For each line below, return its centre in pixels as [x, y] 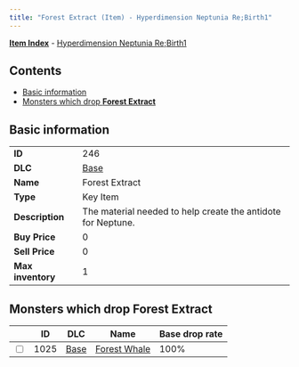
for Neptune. [109, 223]
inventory [35, 277]
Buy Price [35, 237]
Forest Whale [123, 349]
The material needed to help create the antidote [182, 212]
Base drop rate [191, 334]
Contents [36, 71]
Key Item [101, 197]
